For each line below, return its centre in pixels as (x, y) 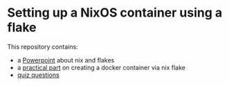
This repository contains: (43, 46)
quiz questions (38, 75)
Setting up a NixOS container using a (115, 13)
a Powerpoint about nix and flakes (66, 60)
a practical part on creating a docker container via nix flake (101, 67)
